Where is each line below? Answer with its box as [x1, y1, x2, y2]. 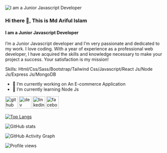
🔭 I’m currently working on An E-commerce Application [12, 81, 126, 87]
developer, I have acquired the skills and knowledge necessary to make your [5, 51, 163, 57]
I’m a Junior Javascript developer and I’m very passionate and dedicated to [5, 40, 160, 47]
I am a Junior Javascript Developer [5, 29, 79, 35]
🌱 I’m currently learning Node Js [12, 86, 79, 92]
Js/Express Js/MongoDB [5, 71, 56, 77]
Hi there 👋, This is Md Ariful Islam [5, 17, 87, 24]
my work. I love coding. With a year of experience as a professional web [5, 46, 154, 52]
